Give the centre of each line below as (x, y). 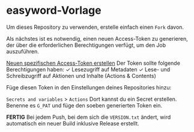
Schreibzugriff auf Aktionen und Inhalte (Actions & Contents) (81, 76)
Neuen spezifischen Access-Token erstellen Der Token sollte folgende (93, 63)
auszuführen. (23, 51)
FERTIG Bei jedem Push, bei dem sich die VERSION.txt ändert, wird (89, 117)
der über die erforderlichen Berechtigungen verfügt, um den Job (86, 45)
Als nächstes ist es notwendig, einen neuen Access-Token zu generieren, (97, 38)
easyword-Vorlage (54, 10)
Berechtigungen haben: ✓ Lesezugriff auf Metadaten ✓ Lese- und (88, 69)
